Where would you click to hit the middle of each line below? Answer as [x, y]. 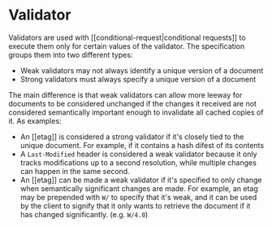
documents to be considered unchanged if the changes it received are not [133, 103]
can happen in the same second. [75, 171]
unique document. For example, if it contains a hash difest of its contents [142, 145]
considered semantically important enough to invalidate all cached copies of [136, 112]
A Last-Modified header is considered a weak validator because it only [138, 154]
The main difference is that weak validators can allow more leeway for [125, 94]
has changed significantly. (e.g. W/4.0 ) [84, 214]
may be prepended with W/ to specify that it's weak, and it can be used [138, 197]
